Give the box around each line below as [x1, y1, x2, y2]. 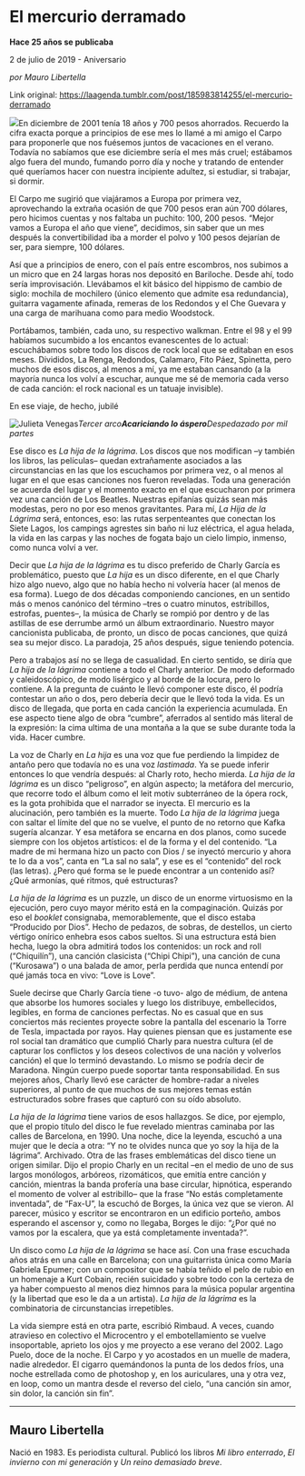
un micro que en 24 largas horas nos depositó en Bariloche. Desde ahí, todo [9, 268, 294, 279]
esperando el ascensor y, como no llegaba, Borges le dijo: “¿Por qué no [9, 1217, 277, 1228]
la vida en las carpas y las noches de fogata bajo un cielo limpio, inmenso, [9, 532, 288, 543]
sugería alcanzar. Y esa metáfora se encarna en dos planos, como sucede [9, 826, 287, 837]
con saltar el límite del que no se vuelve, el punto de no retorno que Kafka [9, 816, 286, 828]
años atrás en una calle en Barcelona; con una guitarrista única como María [9, 1254, 292, 1265]
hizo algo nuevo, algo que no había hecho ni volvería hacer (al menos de [9, 579, 281, 590]
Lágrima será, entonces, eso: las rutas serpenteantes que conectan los [9, 513, 276, 524]
